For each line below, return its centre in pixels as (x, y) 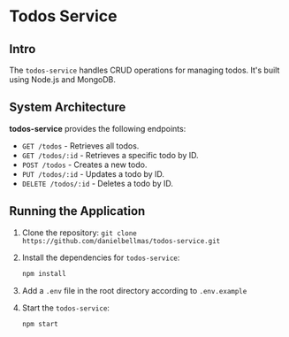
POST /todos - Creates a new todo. (84, 165)
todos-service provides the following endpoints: (98, 128)
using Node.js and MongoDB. (63, 80)
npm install (44, 273)
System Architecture (68, 107)
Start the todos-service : (66, 308)
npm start (40, 324)
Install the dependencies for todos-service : (101, 257)
